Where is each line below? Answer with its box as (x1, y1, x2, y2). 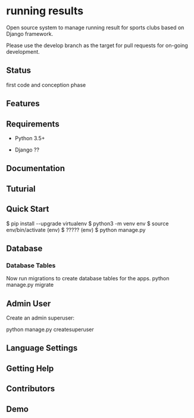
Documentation (6, 163, 65, 174)
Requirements (6, 119, 60, 129)
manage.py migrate (6, 281, 54, 289)
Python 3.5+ (14, 134, 46, 141)
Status (6, 66, 32, 76)
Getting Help (6, 363, 54, 373)
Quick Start (6, 204, 49, 214)
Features (6, 98, 40, 109)
